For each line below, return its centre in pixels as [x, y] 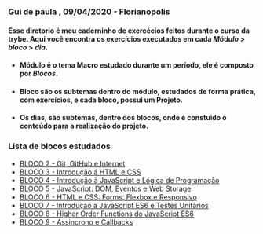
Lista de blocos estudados [60, 146]
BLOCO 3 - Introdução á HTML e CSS [80, 172]
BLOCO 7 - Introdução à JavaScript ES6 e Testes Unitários [114, 205]
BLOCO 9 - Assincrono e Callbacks [76, 221]
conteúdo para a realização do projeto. [84, 126]
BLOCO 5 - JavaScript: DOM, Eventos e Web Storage [105, 188]
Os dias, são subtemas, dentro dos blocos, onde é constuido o [123, 118]
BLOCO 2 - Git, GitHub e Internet [72, 163]
